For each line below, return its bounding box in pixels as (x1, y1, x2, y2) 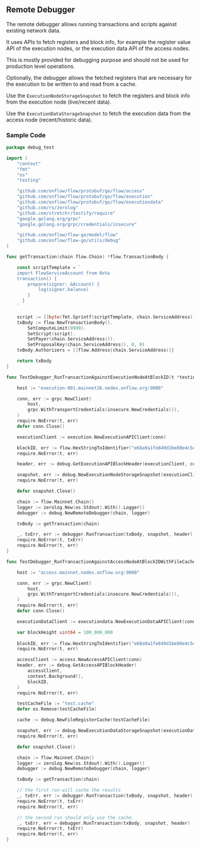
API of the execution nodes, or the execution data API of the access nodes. (6, 45, 190, 52)
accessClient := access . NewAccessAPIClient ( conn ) (17, 657, 143, 663)
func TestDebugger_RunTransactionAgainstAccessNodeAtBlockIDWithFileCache (6, 559, 196, 565)
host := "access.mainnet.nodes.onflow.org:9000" (17, 569, 140, 575)
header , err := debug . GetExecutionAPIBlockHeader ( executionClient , (17, 461, 187, 467)
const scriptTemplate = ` (17, 264, 82, 270)
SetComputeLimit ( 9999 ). (27, 325, 86, 331)
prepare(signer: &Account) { (27, 281, 100, 287)
